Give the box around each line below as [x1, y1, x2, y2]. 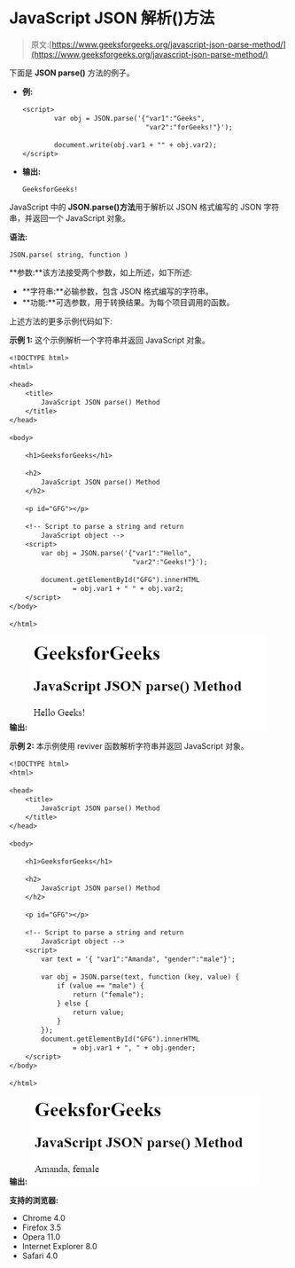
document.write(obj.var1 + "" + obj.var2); [54, 140, 217, 149]
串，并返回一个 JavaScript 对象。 [9, 212, 131, 223]
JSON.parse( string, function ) [9, 250, 128, 259]
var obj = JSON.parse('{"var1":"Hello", [41, 548, 192, 557]
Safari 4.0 [21, 1250, 58, 1261]
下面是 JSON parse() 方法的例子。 [9, 67, 135, 78]
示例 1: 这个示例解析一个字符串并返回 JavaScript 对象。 [9, 335, 211, 345]
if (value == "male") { [56, 981, 144, 990]
